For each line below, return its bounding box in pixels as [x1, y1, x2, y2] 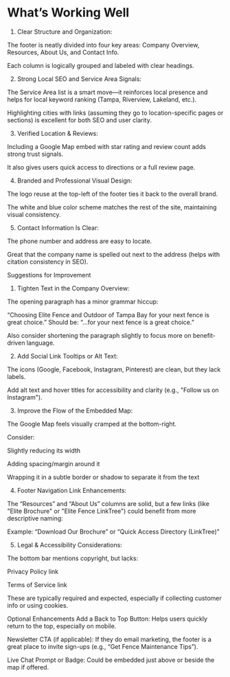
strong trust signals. [7, 150, 64, 158]
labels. [7, 372, 26, 380]
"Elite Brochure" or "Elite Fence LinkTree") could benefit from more [7, 507, 196, 515]
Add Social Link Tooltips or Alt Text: [16, 352, 118, 360]
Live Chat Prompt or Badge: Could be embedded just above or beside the [7, 656, 215, 664]
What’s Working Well [7, 5, 130, 21]
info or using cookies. [7, 601, 69, 609]
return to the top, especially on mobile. [7, 621, 117, 630]
